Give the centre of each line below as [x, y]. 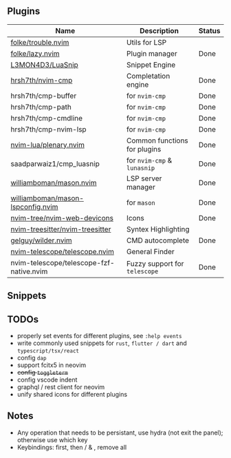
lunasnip [141, 168]
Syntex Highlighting [158, 229]
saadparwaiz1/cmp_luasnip [55, 163]
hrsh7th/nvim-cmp [42, 80]
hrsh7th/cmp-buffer [44, 96]
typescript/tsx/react [48, 351]
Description [159, 30]
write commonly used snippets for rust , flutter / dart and [102, 343]
